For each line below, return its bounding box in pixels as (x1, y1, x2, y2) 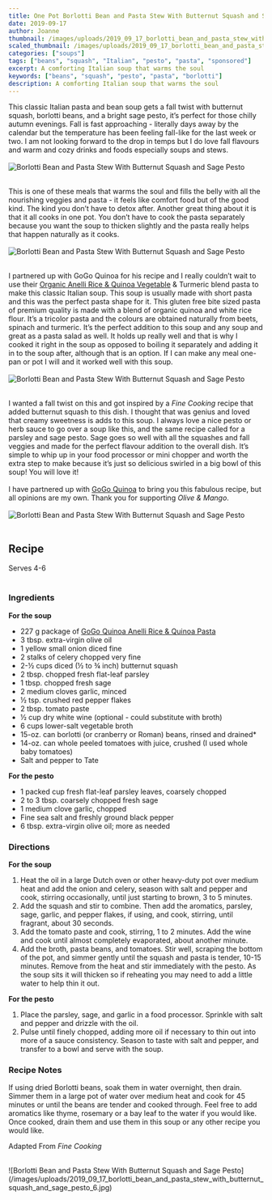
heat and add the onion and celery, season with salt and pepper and (19, 884, 249, 893)
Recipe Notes (8, 1064, 62, 1075)
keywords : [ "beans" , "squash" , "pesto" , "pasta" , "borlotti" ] (8, 72, 223, 80)
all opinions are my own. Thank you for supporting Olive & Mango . (8, 493, 229, 502)
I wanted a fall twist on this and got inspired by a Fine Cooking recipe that (8, 398, 253, 408)
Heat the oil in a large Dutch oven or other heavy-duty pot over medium (19, 875, 259, 884)
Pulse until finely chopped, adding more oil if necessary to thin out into (19, 1027, 257, 1037)
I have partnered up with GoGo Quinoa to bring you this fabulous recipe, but (8, 484, 261, 494)
